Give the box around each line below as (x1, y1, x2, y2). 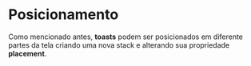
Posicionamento (8, 6, 119, 24)
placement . (8, 49, 47, 58)
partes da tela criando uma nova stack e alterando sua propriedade (8, 40, 230, 49)
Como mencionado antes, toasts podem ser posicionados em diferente (8, 32, 244, 41)
